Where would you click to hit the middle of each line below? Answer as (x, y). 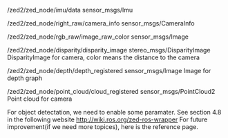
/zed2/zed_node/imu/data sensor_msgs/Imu (70, 10)
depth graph (25, 78)
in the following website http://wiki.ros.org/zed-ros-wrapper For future (107, 119)
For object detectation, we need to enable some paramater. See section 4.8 (114, 112)
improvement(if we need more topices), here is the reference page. (103, 127)
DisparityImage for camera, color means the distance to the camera (104, 57)
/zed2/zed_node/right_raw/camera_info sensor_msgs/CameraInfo (101, 23)
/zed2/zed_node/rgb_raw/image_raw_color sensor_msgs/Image (98, 37)
